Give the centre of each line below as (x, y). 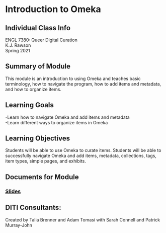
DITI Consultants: (33, 208)
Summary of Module (38, 66)
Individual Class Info (38, 28)
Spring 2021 (18, 51)
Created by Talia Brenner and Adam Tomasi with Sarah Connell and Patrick (82, 219)
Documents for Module (42, 177)
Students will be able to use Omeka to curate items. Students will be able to (83, 150)
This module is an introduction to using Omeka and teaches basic (73, 79)
